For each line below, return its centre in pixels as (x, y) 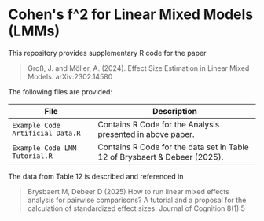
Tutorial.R (32, 156)
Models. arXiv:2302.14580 (70, 76)
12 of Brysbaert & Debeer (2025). (161, 157)
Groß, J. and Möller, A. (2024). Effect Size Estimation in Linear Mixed (138, 68)
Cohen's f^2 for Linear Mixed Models (131, 15)
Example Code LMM (44, 148)
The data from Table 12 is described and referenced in (96, 176)
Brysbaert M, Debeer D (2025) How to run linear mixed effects (128, 191)
